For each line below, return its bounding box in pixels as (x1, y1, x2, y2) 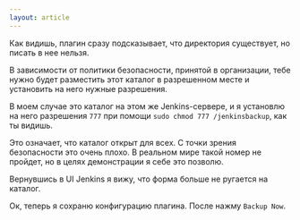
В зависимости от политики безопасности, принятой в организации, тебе (9, 64, 291, 75)
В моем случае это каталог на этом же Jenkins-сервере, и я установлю (9, 100, 285, 112)
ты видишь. (9, 120, 54, 131)
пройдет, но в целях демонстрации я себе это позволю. (9, 156, 224, 166)
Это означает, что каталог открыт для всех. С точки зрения (9, 137, 237, 148)
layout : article (9, 13, 70, 22)
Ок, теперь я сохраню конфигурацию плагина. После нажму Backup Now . (9, 200, 287, 211)
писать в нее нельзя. (9, 47, 90, 58)
